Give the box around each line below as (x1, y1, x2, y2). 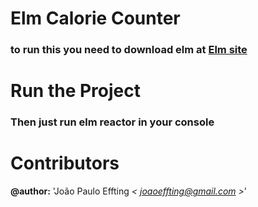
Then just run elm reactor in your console (10, 115, 215, 129)
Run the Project (10, 80, 141, 102)
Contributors (10, 152, 120, 175)
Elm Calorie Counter (10, 7, 181, 30)
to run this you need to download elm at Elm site (10, 43, 248, 57)
